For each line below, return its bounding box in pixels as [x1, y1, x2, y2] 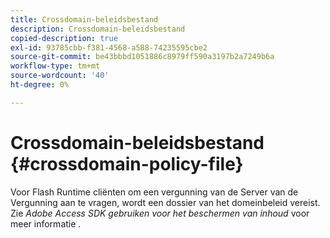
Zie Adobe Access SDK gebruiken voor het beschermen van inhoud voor [10, 207, 310, 219]
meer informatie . [10, 217, 82, 230]
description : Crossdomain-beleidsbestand [10, 24, 186, 34]
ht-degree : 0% [10, 80, 70, 90]
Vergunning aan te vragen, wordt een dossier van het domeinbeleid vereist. [10, 196, 321, 208]
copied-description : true [10, 33, 118, 43]
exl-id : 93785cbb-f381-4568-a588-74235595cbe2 [10, 42, 208, 53]
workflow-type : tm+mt [10, 61, 101, 71]
